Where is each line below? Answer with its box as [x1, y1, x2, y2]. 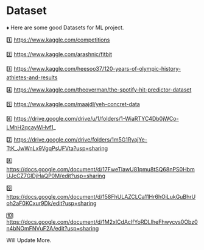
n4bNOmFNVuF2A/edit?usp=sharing [6, 224, 99, 232]
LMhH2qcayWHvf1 [6, 123, 54, 131]
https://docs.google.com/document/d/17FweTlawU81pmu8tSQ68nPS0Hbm [6, 165, 195, 173]
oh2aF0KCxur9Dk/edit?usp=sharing [6, 199, 97, 207]
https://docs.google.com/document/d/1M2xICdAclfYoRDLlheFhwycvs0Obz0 [6, 218, 198, 226]
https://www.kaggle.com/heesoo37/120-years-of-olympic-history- [13, 65, 181, 72]
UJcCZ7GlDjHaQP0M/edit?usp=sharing [6, 172, 105, 179]
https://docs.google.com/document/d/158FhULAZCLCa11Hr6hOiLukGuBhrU [6, 193, 196, 200]
